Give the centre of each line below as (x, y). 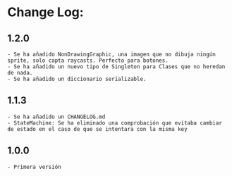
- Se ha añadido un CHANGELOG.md (56, 117)
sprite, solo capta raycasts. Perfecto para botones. (88, 61)
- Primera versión (34, 167)
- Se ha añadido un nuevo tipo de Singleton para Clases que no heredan (116, 67)
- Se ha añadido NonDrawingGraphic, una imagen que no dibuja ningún (112, 54)
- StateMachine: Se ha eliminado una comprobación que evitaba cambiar (115, 123)
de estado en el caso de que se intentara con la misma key (98, 129)
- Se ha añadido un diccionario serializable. (77, 79)
